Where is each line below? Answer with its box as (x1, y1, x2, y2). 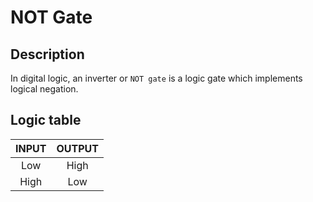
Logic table (10, 112, 82, 129)
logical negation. (10, 83, 79, 95)
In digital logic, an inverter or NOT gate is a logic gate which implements (10, 72, 303, 84)
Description (10, 46, 85, 63)
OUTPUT (56, 141, 99, 155)
